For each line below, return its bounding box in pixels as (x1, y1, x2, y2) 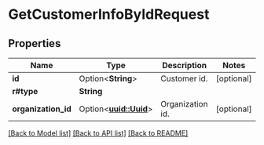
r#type (12, 86, 38, 96)
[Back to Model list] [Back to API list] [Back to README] (8, 129, 189, 138)
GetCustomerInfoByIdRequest (8, 5, 210, 24)
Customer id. (160, 73, 208, 84)
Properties (8, 37, 61, 50)
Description (162, 60, 207, 71)
